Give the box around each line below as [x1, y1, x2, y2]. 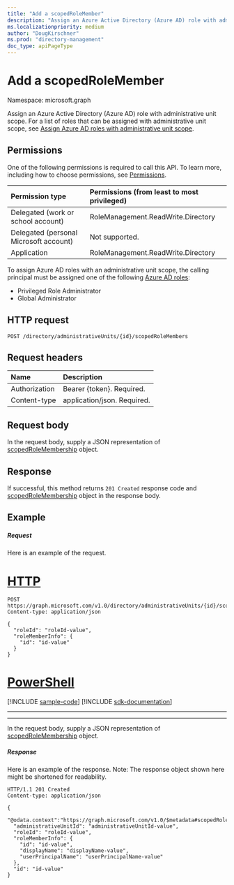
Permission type [10, 191, 67, 201]
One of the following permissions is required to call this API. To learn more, [7, 163, 222, 171]
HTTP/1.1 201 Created [7, 787, 70, 793]
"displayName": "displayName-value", [19, 847, 130, 854]
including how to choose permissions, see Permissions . [7, 170, 167, 179]
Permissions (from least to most [89, 186, 198, 196]
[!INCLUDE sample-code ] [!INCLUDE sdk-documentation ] [7, 698, 173, 706]
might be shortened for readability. [7, 773, 107, 781]
